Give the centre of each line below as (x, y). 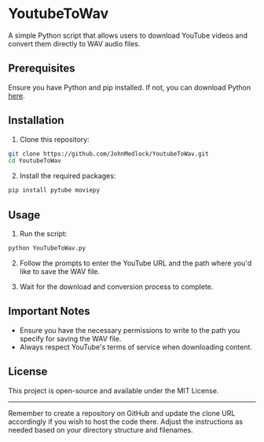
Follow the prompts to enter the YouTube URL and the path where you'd (136, 263)
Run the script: (43, 234)
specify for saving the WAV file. (70, 338)
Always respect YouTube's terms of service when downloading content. (136, 347)
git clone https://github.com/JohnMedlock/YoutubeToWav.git (109, 154)
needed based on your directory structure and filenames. (101, 429)
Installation (36, 121)
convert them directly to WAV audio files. (74, 43)
